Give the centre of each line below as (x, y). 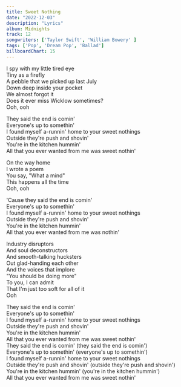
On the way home (28, 162)
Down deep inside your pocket (44, 88)
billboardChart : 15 (31, 51)
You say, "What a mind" (36, 175)
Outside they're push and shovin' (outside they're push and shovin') (91, 365)
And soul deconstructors (37, 250)
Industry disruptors (30, 244)
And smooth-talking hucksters (44, 256)
